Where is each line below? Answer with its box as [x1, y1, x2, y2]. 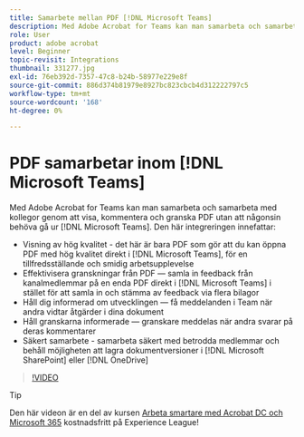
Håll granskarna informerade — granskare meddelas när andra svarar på [22, 316, 294, 327]
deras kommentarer [22, 325, 97, 336]
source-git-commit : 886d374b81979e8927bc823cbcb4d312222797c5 [9, 81, 249, 90]
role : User [9, 30, 51, 39]
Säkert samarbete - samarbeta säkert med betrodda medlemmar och [22, 335, 280, 346]
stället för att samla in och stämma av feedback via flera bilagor [22, 287, 260, 298]
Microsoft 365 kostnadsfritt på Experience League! [9, 417, 199, 428]
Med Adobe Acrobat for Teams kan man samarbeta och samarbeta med [9, 202, 278, 213]
